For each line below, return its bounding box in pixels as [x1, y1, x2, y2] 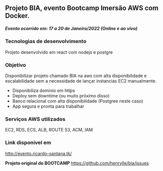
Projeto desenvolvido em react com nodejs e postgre [5, 49, 113, 55]
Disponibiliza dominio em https [12, 87, 75, 93]
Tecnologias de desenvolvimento [5, 38, 86, 45]
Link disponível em [5, 139, 51, 146]
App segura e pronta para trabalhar [12, 103, 84, 109]
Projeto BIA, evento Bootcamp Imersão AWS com [5, 4, 159, 12]
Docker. [5, 12, 30, 20]
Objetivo [5, 61, 26, 68]
